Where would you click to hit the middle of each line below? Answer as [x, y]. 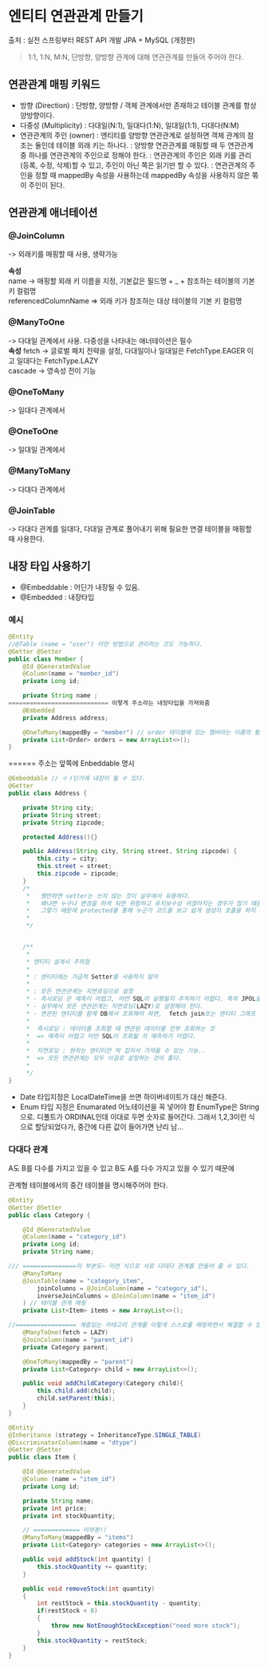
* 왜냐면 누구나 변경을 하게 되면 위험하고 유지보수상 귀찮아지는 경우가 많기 [136, 903]
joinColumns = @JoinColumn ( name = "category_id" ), [123, 1288]
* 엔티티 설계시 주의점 [58, 962]
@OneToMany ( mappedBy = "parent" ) [78, 1361]
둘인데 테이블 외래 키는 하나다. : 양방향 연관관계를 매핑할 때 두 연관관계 [144, 145]
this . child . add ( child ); [76, 1391]
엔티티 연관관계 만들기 [76, 16]
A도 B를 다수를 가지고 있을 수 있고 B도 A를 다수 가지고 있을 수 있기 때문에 [122, 1168]
